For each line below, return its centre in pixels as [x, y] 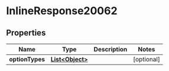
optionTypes [27, 59]
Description [110, 49]
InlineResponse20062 [62, 11]
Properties [26, 33]
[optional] [147, 59]
